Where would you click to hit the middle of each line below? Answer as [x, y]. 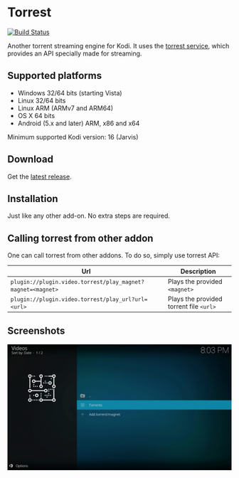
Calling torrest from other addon [80, 238]
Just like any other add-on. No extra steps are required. [89, 216]
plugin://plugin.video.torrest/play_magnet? [77, 282]
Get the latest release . [40, 176]
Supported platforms [54, 76]
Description [198, 271]
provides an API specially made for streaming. [75, 53]
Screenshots [36, 331]
